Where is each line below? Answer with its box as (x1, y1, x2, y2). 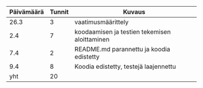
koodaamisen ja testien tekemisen (74, 28, 171, 36)
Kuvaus (123, 8, 146, 16)
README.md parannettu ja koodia (74, 45, 170, 53)
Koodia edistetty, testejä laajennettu (74, 63, 176, 71)
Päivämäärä (9, 8, 44, 16)
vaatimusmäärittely (74, 18, 129, 26)
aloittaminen (74, 36, 110, 43)
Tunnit (50, 8, 69, 16)
